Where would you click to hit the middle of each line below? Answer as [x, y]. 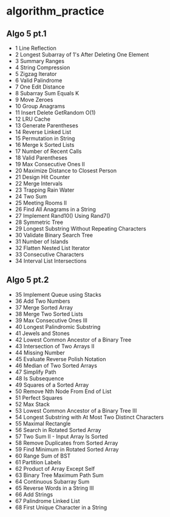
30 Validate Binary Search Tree [54, 235]
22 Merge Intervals [39, 184]
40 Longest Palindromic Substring [58, 326]
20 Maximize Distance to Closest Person [66, 171]
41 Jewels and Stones [42, 333]
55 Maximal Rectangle [43, 424]
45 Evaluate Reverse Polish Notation [60, 359]
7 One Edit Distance [40, 87]
